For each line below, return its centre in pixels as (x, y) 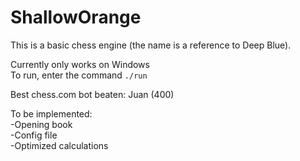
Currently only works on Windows (80, 64)
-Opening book (41, 124)
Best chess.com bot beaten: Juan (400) (92, 94)
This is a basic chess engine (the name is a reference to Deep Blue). (151, 45)
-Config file (34, 135)
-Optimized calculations (59, 145)
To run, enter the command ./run (79, 75)
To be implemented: (51, 113)
